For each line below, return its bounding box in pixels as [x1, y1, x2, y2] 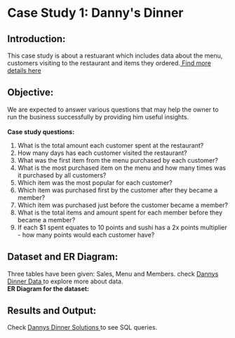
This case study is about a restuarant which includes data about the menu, [7, 51, 223, 60]
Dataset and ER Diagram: [7, 251, 119, 263]
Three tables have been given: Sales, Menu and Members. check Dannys [7, 269, 219, 278]
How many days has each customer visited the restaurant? [17, 149, 187, 157]
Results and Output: [7, 305, 97, 317]
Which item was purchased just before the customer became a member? [17, 201, 228, 209]
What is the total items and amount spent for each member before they [17, 208, 223, 217]
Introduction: [7, 33, 66, 45]
